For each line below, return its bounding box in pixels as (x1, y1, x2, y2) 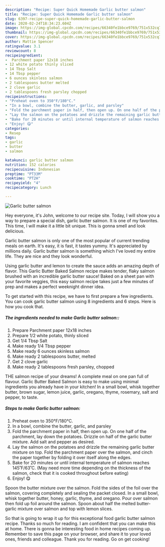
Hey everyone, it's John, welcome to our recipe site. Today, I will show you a (5, 212, 160, 218)
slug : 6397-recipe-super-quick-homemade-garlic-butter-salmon (5, 16, 135, 21)
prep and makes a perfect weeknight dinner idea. (5, 284, 105, 289)
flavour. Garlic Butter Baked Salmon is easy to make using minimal (5, 378, 139, 384)
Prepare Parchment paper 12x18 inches (12, 327, 92, 333)
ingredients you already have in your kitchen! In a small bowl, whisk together (5, 384, 160, 390)
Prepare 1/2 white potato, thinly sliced (12, 332, 89, 338)
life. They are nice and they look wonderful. (5, 253, 93, 259)
